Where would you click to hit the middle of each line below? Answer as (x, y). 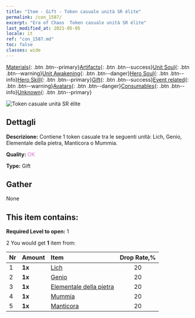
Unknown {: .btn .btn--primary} (55, 92)
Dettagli (21, 122)
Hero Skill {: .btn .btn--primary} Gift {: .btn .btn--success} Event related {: (103, 79)
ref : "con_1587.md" (30, 39)
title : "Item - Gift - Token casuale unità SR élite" (74, 12)
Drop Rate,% (138, 258)
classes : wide (24, 50)
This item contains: (42, 217)
